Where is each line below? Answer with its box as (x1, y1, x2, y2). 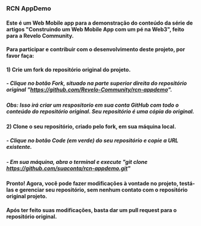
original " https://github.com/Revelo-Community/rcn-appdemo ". (6, 86, 173, 93)
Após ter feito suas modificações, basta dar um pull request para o (6, 206, 177, 213)
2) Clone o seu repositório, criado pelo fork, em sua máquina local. (6, 123, 176, 130)
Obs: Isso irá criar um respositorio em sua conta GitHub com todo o (6, 101, 179, 108)
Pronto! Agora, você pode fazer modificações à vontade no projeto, (6, 180, 179, 187)
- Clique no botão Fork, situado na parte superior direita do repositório (6, 80, 187, 87)
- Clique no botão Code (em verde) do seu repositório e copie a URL (6, 137, 179, 144)
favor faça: (6, 52, 34, 60)
